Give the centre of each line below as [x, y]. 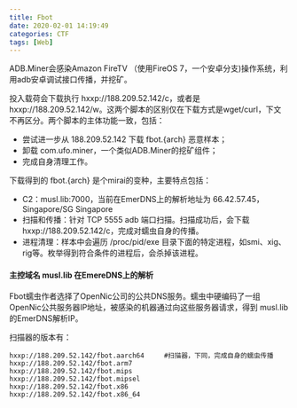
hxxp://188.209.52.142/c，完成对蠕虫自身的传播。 [113, 231]
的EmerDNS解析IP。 [46, 318]
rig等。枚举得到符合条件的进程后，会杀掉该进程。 [113, 253]
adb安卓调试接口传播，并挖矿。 [74, 80]
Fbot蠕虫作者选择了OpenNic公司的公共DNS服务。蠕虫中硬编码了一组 [135, 296]
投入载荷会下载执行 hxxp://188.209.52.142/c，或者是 [105, 98]
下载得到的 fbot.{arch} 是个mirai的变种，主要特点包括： [110, 180]
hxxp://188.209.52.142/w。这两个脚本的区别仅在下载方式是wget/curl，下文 [145, 110]
